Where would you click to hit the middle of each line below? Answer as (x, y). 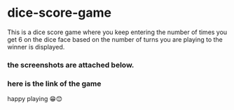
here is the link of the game (54, 84)
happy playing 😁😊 (35, 99)
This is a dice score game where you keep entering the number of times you (117, 32)
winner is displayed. (36, 47)
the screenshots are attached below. (71, 65)
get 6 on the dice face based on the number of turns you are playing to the (115, 39)
